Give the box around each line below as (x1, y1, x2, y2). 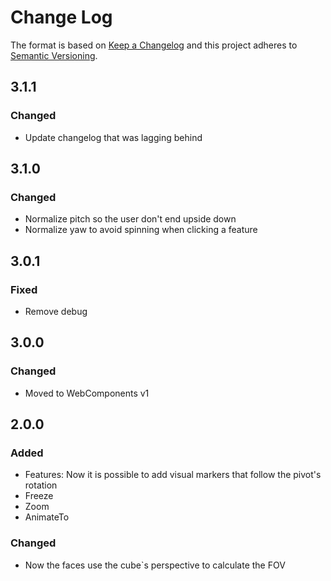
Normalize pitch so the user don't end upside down (24, 213, 237, 225)
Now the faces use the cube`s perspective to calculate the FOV (24, 559, 286, 571)
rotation (24, 479, 58, 491)
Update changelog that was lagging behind (24, 131, 203, 143)
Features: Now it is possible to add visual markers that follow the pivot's (24, 469, 322, 481)
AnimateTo (24, 511, 70, 523)
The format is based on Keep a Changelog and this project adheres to (10, 39, 298, 51)
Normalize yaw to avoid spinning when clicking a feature (24, 224, 258, 236)
